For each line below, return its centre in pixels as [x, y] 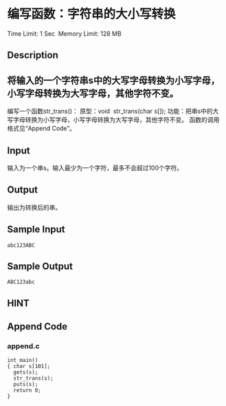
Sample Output [40, 266]
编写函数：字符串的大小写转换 [92, 14]
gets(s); [26, 372]
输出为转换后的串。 [34, 207]
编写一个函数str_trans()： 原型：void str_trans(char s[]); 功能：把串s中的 [110, 111]
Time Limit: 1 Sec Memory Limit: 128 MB [64, 33]
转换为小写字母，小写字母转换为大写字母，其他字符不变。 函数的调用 [122, 120]
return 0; [27, 391]
